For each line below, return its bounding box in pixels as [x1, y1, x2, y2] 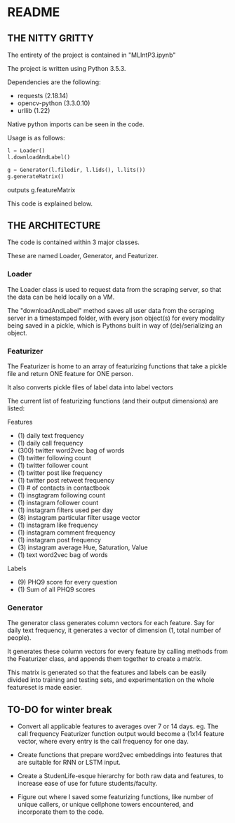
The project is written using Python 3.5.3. [7, 65, 126, 72]
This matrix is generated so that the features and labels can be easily [7, 668, 207, 677]
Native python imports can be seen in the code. [7, 120, 145, 128]
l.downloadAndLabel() [7, 154, 71, 161]
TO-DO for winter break [7, 703, 112, 716]
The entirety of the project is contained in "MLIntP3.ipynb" [7, 51, 176, 59]
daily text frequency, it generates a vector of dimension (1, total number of [7, 626, 222, 635]
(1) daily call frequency [17, 439, 83, 447]
